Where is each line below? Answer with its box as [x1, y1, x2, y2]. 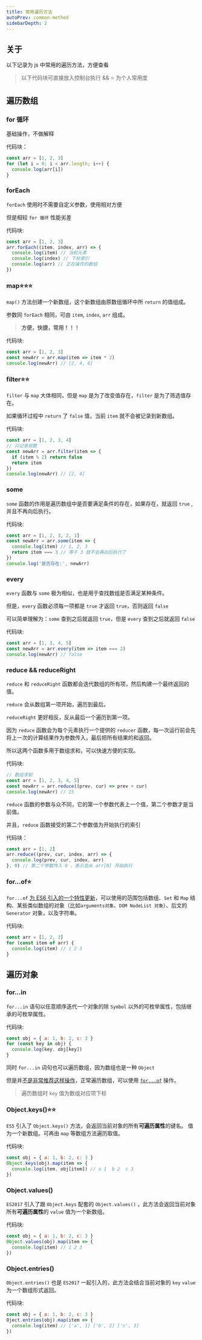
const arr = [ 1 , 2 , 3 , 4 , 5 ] [6, 777, 80, 783]
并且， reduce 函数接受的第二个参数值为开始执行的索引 [6, 821, 141, 828]
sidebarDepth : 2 [6, 20, 47, 26]
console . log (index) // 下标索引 [11, 256, 90, 262]
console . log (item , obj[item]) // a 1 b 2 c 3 [11, 1166, 134, 1172]
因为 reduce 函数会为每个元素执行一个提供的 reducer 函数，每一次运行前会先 [6, 726, 196, 734]
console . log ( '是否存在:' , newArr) [6, 560, 90, 566]
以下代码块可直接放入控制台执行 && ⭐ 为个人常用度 [21, 74, 148, 82]
